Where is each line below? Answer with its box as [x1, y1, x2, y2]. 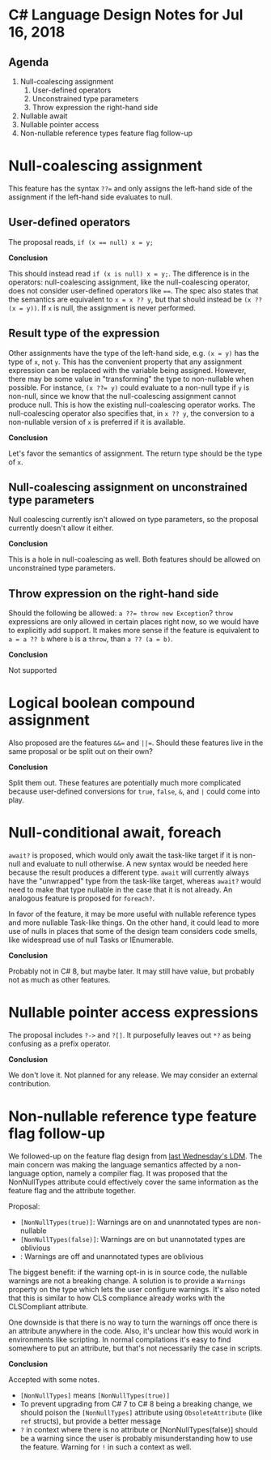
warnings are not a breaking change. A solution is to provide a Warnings [8, 1275, 247, 1286]
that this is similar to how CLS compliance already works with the [8, 1293, 225, 1303]
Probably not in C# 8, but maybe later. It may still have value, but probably [8, 966, 255, 976]
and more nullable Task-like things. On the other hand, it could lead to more [8, 918, 260, 927]
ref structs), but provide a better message [19, 1416, 162, 1426]
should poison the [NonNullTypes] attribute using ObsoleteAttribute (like [19, 1407, 263, 1417]
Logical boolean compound [8, 694, 196, 713]
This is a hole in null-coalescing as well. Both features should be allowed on [8, 554, 260, 564]
